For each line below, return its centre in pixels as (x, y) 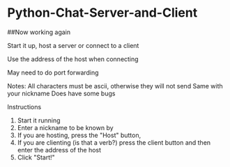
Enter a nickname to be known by (65, 127)
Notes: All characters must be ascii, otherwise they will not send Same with (115, 86)
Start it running (39, 120)
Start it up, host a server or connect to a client (73, 45)
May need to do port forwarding (53, 72)
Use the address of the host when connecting (73, 59)
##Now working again (39, 32)
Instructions (24, 106)
